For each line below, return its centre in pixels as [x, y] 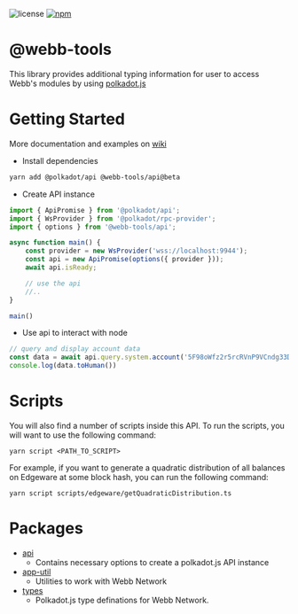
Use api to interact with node [75, 333]
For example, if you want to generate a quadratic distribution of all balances [147, 467]
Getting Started [67, 119]
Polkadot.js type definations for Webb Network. [122, 600]
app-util [36, 571]
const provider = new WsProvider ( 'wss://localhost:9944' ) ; [137, 251]
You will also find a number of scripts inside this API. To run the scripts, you [147, 425]
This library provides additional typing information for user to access [134, 74]
